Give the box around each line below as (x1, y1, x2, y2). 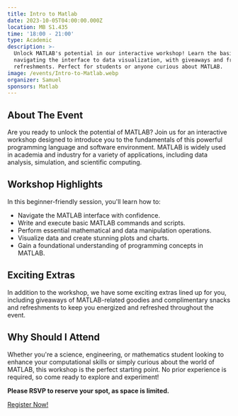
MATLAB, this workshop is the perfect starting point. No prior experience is (7, 365, 227, 373)
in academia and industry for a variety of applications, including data (7, 150, 208, 159)
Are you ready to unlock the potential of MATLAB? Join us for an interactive (7, 128, 227, 137)
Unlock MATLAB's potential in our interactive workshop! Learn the (13, 50, 217, 57)
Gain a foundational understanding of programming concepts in (17, 241, 203, 249)
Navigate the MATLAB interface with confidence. (17, 210, 161, 220)
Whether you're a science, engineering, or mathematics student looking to (7, 350, 225, 359)
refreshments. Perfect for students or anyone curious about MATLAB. (13, 63, 223, 70)
